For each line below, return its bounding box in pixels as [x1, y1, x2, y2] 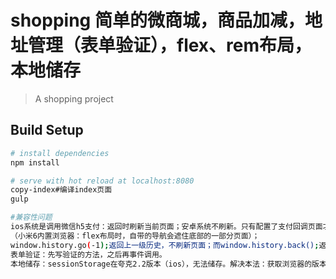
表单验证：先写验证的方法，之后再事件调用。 [10, 249, 167, 260]
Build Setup [10, 122, 84, 139]
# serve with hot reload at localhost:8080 [10, 176, 195, 186]
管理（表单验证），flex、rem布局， [28, 34, 313, 57]
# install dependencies [10, 148, 110, 158]
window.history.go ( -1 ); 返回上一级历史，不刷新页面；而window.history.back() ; [10, 240, 320, 250]
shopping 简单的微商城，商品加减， [10, 9, 305, 32]
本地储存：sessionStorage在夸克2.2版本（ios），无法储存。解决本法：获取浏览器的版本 [10, 259, 327, 269]
